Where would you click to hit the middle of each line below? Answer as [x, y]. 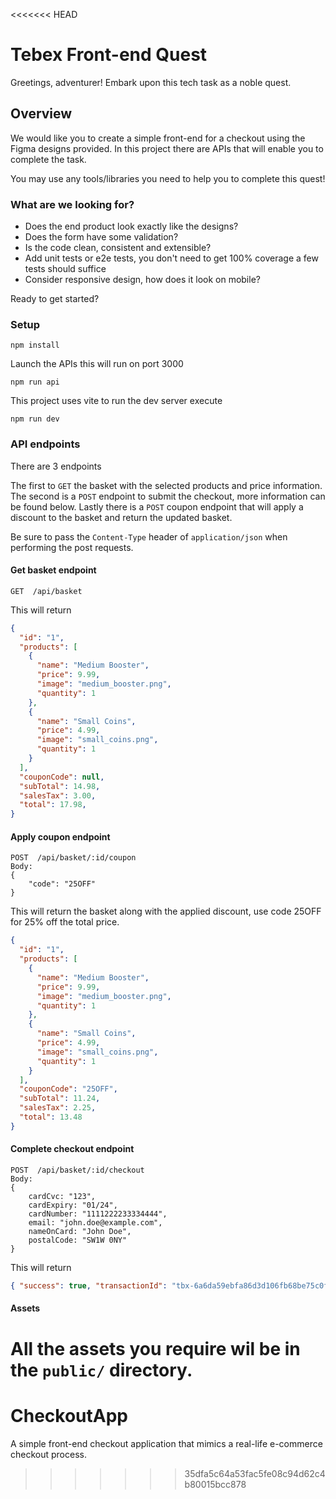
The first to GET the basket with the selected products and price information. [166, 485]
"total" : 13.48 [51, 1117]
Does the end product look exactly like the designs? [131, 226]
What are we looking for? [72, 204]
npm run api [35, 382]
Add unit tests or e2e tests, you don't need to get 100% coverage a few [171, 258]
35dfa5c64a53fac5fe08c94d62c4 [255, 1473]
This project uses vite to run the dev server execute [116, 401]
